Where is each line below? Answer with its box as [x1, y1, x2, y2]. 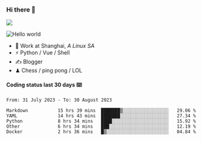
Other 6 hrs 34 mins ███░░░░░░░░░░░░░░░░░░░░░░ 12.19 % [6, 123, 197, 130]
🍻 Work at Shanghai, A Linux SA [15, 42, 95, 50]
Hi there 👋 [6, 5, 36, 14]
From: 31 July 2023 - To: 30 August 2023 [6, 97, 112, 103]
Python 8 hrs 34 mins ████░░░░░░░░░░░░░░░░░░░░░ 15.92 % [6, 118, 197, 124]
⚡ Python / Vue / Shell [15, 49, 70, 56]
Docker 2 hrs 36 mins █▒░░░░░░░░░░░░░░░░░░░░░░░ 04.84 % [6, 128, 197, 135]
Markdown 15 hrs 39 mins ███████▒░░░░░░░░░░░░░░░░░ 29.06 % [6, 107, 197, 114]
